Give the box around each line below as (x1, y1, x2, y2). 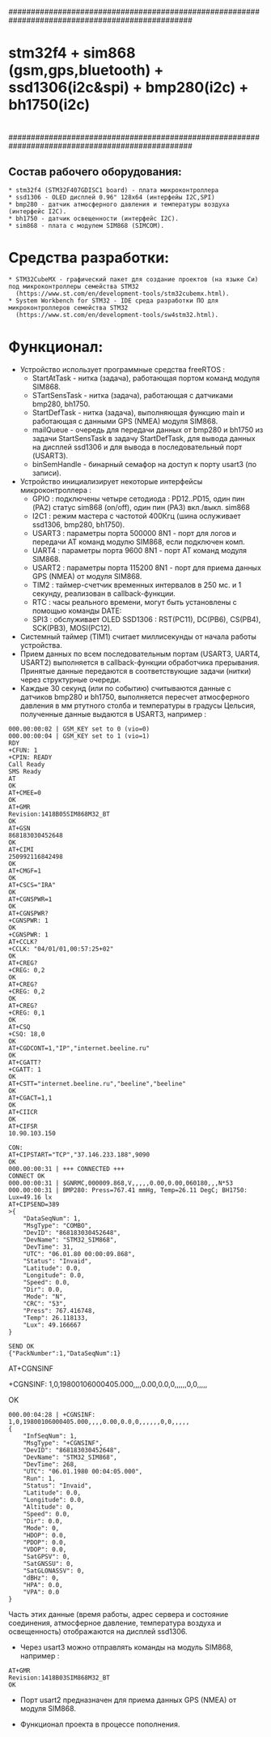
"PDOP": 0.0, (23, 1538, 67, 1547)
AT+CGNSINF (8, 1364, 54, 1374)
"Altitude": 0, (23, 1503, 74, 1512)
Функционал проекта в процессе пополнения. (19, 1719, 180, 1730)
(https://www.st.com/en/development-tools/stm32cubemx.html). (15, 289, 230, 298)
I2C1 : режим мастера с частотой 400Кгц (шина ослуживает (32, 511, 241, 521)
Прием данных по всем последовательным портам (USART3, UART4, (19, 649, 260, 659)
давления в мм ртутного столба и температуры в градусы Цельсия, (19, 701, 256, 710)
